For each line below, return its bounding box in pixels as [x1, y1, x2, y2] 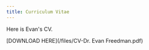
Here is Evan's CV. [6, 25, 53, 33]
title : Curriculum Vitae [6, 8, 70, 15]
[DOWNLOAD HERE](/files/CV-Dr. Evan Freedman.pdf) [6, 37, 144, 44]
